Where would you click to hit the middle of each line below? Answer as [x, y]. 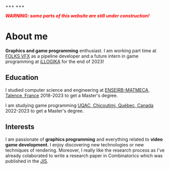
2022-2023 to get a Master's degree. [45, 111]
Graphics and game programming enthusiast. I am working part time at [81, 50]
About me [27, 37]
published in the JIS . [27, 161]
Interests [20, 127]
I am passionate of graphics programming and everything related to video [84, 139]
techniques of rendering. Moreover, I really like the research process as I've [85, 150]
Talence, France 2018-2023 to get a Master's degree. [62, 95]
